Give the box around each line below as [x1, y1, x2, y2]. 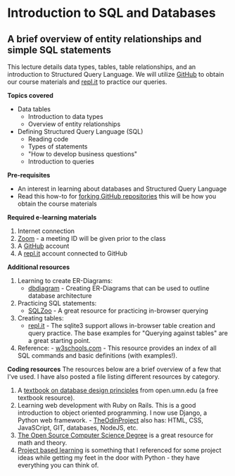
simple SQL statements [7, 44, 111, 56]
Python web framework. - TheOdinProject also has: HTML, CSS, [17, 416, 204, 424]
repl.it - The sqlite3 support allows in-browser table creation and [27, 322, 216, 330]
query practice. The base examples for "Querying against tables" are [27, 329, 229, 337]
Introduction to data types [27, 113, 103, 120]
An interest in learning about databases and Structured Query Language [17, 184, 227, 193]
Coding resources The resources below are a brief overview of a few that [7, 365, 222, 373]
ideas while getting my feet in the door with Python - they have [17, 453, 201, 462]
